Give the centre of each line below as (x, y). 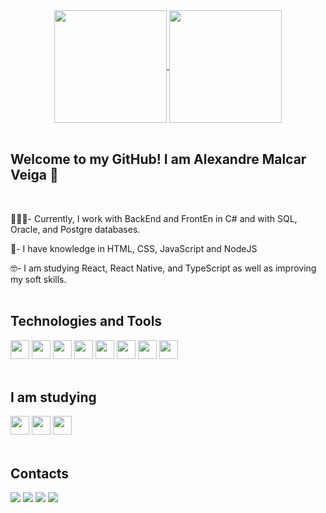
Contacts (40, 473)
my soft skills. (38, 279)
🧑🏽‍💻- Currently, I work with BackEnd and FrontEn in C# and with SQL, (154, 218)
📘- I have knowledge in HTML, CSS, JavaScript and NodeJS (134, 248)
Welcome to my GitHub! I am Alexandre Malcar (158, 159)
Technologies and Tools (86, 321)
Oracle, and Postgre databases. (75, 229)
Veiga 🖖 (34, 175)
